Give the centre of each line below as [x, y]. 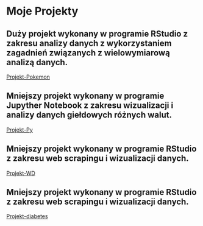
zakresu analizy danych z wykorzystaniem [89, 43]
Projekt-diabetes [27, 216]
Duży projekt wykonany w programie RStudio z [97, 34]
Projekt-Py [20, 130]
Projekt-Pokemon [28, 77]
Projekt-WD [21, 173]
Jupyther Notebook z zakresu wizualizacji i [90, 106]
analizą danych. [37, 62]
